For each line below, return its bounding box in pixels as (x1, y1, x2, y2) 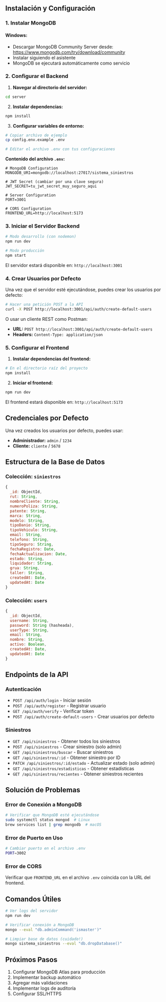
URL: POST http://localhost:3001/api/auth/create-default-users (12, 326, 153, 332)
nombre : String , (10, 637, 44, 642)
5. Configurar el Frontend (5, 344, 69, 351)
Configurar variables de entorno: (12, 122, 84, 129)
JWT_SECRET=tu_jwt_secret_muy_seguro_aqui (5, 184, 97, 189)
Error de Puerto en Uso (5, 834, 63, 841)
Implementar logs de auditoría (12, 985, 76, 991)
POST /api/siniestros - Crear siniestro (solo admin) (12, 743, 122, 750)
